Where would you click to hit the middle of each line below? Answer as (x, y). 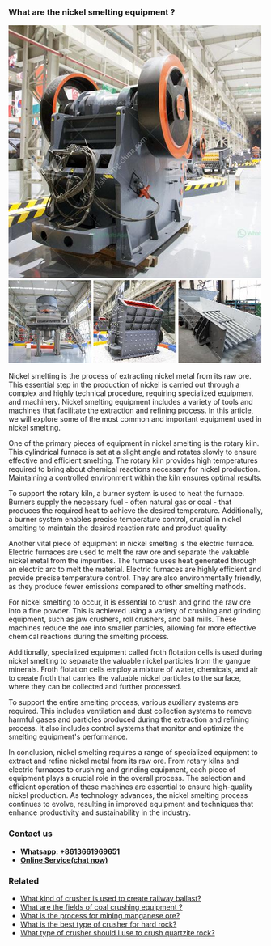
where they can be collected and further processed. (95, 687)
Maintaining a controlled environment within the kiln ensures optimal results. (135, 478)
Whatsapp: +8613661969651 (70, 851)
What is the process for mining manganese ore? (100, 915)
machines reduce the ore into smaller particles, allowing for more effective (132, 628)
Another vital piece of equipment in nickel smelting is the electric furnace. (131, 544)
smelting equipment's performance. (68, 737)
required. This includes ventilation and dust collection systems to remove (130, 711)
